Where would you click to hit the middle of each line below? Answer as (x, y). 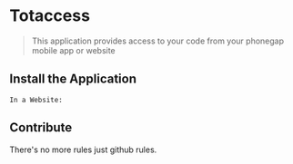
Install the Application (73, 79)
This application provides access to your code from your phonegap (158, 41)
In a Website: (36, 100)
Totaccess (50, 16)
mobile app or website (73, 50)
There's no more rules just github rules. (83, 150)
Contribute (41, 128)
